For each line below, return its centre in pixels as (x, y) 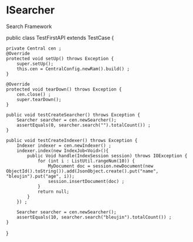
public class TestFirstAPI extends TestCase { (60, 37)
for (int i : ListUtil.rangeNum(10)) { (86, 161)
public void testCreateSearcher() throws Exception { (73, 115)
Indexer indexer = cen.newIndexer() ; (64, 146)
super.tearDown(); (39, 99)
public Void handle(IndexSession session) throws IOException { (107, 155)
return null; (53, 191)
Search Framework (29, 26)
